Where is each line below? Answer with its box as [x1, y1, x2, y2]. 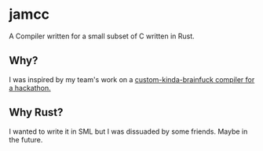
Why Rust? [9, 106, 64, 119]
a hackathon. [9, 83, 52, 92]
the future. [9, 135, 43, 144]
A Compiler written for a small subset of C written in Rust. [9, 31, 195, 41]
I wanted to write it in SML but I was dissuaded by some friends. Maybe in [9, 127, 248, 136]
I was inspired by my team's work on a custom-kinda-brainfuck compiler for [9, 74, 255, 84]
